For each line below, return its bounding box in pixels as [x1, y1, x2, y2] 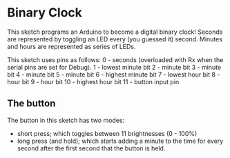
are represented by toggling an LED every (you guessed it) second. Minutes [7, 34, 223, 43]
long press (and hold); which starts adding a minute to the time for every [17, 137, 224, 145]
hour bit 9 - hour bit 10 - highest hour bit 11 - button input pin [7, 77, 180, 86]
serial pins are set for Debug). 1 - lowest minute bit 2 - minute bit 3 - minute [7, 63, 222, 71]
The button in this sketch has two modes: [7, 116, 125, 124]
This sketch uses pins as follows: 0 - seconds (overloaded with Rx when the [7, 55, 224, 63]
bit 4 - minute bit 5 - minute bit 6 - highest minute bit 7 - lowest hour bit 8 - [7, 70, 220, 79]
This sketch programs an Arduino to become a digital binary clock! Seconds [7, 28, 223, 36]
